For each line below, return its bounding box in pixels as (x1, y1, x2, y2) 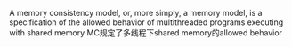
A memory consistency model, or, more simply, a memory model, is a (9, 8, 263, 18)
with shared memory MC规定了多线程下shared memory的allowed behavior (9, 27, 283, 38)
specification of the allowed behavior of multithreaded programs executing (9, 17, 283, 27)
